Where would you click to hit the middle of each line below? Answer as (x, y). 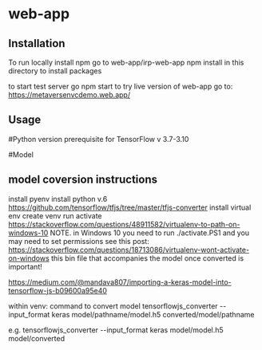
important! (25, 266)
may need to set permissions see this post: (79, 241)
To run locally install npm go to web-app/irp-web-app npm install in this (126, 62)
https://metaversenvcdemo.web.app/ (69, 95)
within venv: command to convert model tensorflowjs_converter (113, 306)
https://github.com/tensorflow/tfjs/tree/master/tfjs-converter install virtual (130, 207)
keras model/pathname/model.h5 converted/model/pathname (153, 314)
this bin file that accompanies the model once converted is (147, 258)
